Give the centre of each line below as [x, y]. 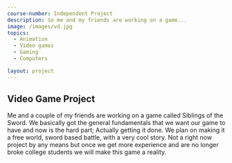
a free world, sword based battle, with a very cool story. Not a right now [110, 137]
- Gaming [26, 52]
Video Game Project [51, 99]
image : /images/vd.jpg [40, 26]
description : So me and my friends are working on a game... [97, 20]
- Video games [34, 46]
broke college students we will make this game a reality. [87, 152]
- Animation [31, 39]
